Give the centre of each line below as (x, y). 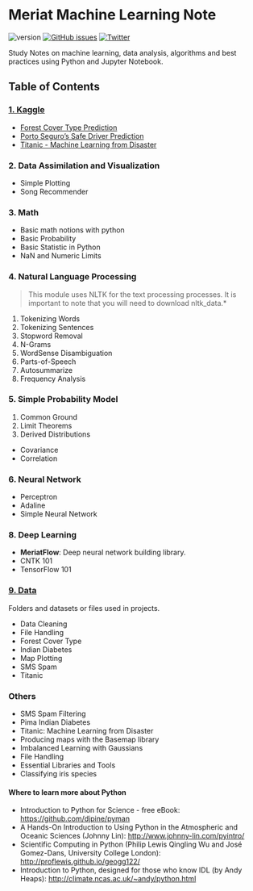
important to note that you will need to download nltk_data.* (127, 303)
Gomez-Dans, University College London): (90, 853)
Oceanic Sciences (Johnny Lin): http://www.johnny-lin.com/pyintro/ (132, 836)
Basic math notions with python (72, 230)
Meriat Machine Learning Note (112, 15)
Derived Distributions (55, 434)
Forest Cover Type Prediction (68, 128)
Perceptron (39, 497)
